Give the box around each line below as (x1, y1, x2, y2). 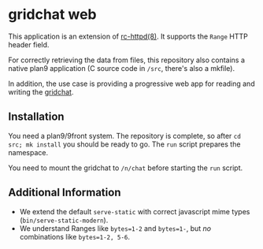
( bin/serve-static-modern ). (19, 215, 109, 225)
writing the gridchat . (8, 87, 74, 96)
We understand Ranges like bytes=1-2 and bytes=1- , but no (19, 223, 211, 233)
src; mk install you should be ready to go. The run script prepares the (8, 139, 241, 149)
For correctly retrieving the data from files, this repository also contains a (8, 55, 246, 65)
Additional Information (8, 186, 121, 199)
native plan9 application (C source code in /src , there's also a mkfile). (8, 63, 235, 72)
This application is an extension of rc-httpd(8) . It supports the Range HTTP (8, 32, 248, 41)
